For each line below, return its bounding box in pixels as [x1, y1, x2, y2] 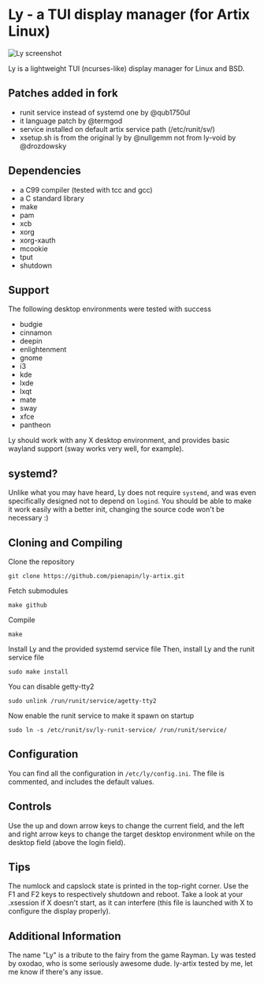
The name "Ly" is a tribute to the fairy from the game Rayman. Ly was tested [8, 950, 256, 960]
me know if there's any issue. [8, 967, 104, 977]
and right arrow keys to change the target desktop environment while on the [8, 829, 255, 839]
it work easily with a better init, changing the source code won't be [8, 505, 225, 514]
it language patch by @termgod [19, 116, 123, 126]
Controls [8, 800, 52, 813]
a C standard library [19, 193, 84, 203]
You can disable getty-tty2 [8, 682, 95, 691]
